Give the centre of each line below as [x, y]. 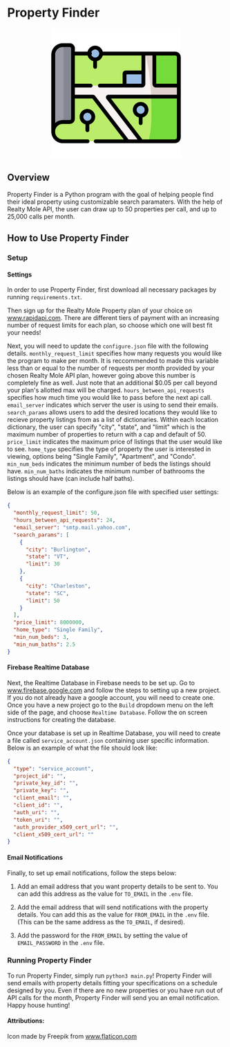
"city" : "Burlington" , [58, 549]
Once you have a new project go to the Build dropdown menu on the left [111, 705]
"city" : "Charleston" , [58, 586]
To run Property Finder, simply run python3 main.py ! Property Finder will [109, 976]
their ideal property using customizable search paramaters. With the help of [115, 202]
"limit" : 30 [42, 564]
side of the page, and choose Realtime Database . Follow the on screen [107, 712]
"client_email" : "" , [43, 798]
